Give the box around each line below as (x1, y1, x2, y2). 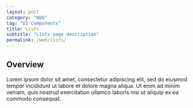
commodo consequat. (6, 95, 61, 102)
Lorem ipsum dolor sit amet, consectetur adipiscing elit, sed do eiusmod (6, 75, 188, 83)
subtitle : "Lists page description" (6, 32, 99, 38)
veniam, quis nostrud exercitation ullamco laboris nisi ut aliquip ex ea (6, 89, 179, 96)
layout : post (6, 8, 40, 15)
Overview (6, 59, 44, 70)
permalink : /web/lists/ (6, 37, 67, 43)
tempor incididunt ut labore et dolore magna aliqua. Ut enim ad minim (6, 82, 180, 89)
